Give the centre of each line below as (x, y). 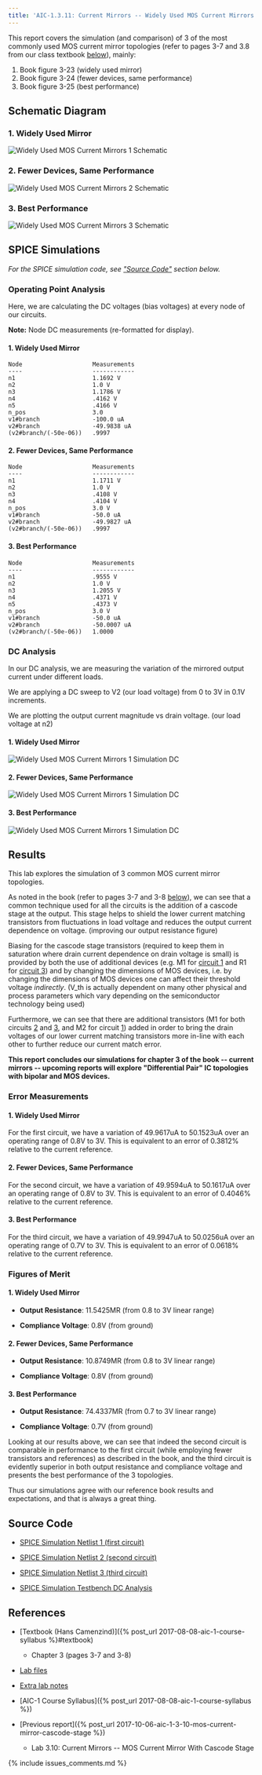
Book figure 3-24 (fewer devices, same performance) (106, 78)
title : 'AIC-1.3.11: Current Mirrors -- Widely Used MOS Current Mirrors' (133, 15)
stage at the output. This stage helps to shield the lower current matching (127, 914)
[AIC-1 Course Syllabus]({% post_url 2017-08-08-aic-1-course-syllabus (135, 1701)
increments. (27, 700)
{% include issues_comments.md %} (67, 1763)
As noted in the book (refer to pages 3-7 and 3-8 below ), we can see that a (129, 897)
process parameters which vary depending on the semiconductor (114, 996)
